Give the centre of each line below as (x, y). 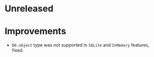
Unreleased (29, 9)
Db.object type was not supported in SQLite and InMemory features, (80, 45)
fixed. (18, 51)
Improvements (35, 31)
